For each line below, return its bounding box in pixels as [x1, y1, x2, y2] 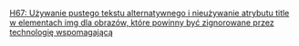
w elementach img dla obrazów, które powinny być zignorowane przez [9, 17, 275, 28]
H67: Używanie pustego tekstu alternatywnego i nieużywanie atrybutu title [9, 8, 290, 18]
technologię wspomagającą [9, 27, 114, 37]
